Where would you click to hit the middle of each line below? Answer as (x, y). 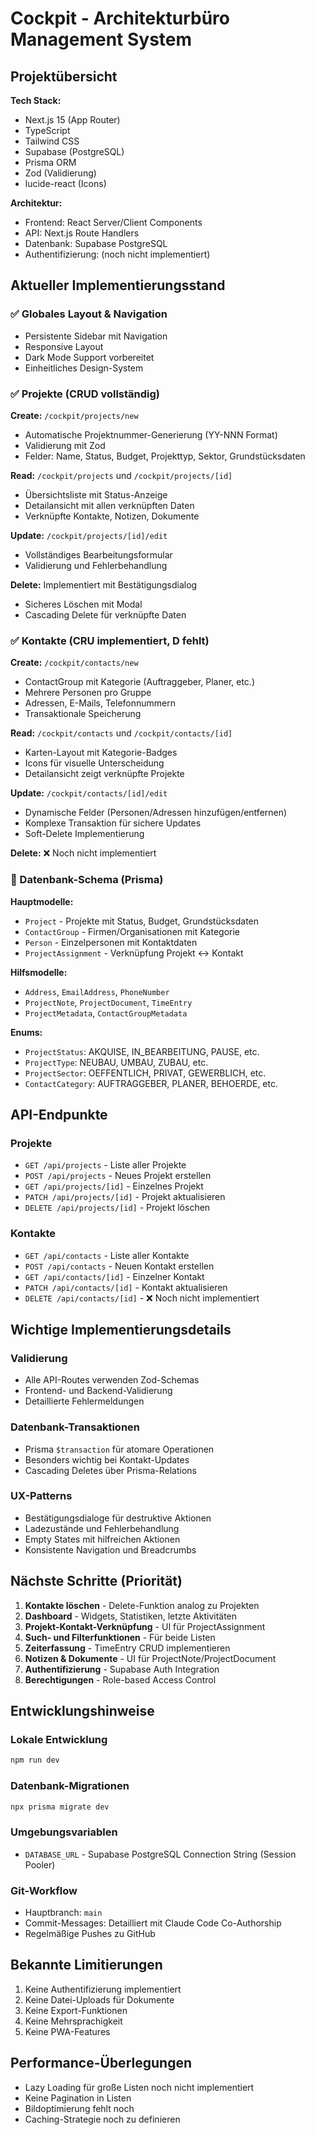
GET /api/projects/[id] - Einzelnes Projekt (114, 1186)
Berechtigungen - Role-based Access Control (120, 1679)
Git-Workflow (44, 1890)
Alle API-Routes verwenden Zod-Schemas (112, 1380)
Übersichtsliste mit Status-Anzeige (96, 494)
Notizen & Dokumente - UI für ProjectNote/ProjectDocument (150, 1658)
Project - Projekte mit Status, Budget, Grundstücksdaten (142, 921)
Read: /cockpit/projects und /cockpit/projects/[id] (121, 475)
